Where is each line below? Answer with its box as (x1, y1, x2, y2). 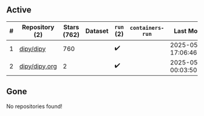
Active (6, 5, 32, 15)
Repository (22, 22, 55, 31)
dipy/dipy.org (19, 62, 58, 70)
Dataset (85, 27, 109, 35)
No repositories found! (6, 103, 63, 110)
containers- (129, 24, 165, 31)
